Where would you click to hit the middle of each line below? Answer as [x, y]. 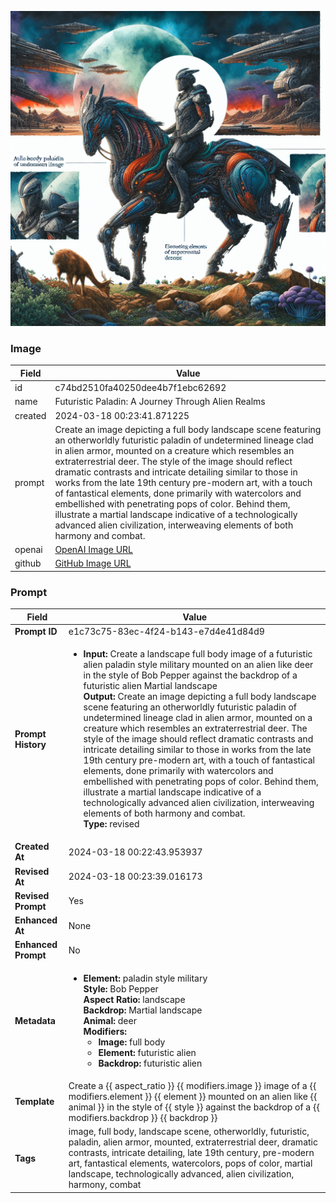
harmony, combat [105, 1185]
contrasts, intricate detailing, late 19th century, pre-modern [191, 1153]
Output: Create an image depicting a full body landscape [200, 697]
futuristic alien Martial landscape [150, 686]
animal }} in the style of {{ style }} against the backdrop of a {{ [194, 1107]
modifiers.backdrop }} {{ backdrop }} [143, 1117]
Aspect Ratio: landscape [134, 999]
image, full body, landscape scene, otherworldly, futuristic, [189, 1132]
